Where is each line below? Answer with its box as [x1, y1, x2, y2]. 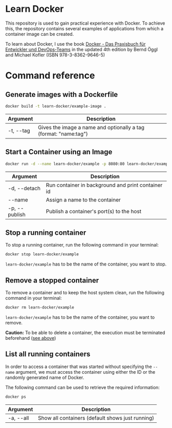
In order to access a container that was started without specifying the [5, 363, 152, 370]
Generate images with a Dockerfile [5, 90, 118, 99]
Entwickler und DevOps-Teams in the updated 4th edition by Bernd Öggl [5, 46, 158, 52]
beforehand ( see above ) [5, 335, 56, 341]
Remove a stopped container [5, 276, 99, 284]
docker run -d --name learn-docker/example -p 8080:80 [5, 161, 125, 167]
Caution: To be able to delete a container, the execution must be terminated [5, 329, 165, 336]
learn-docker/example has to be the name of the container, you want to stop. [5, 261, 167, 267]
